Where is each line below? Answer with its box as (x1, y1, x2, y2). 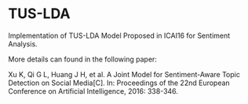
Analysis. (8, 39, 38, 48)
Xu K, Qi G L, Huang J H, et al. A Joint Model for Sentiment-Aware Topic (8, 69, 241, 79)
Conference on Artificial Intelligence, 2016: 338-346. (8, 86, 179, 95)
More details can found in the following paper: (8, 54, 157, 64)
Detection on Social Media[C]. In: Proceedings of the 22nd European (8, 78, 230, 87)
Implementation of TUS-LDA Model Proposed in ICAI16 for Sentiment (8, 31, 231, 40)
